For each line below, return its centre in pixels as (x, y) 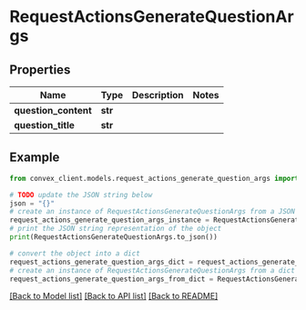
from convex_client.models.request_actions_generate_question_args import (154, 178)
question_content (53, 110)
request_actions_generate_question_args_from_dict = (112, 279)
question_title (45, 125)
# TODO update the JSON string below (81, 195)
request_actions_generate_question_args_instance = (109, 220)
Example (35, 158)
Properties (40, 70)
